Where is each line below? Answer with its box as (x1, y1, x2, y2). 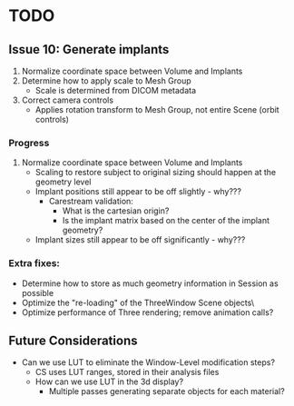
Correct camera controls (21, 94, 114, 105)
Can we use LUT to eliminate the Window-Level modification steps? (21, 357, 276, 368)
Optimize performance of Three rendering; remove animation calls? (21, 306, 274, 318)
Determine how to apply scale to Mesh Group (21, 75, 191, 86)
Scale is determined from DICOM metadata (34, 85, 197, 95)
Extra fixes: (8, 257, 61, 270)
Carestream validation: (48, 196, 133, 207)
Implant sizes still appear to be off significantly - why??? (34, 234, 246, 245)
